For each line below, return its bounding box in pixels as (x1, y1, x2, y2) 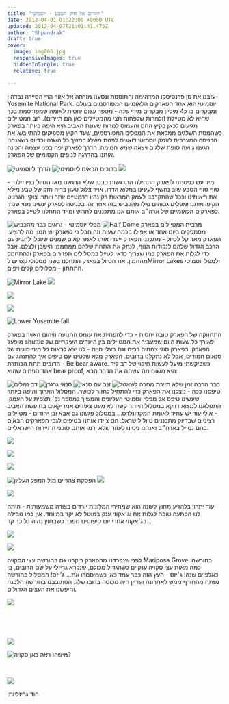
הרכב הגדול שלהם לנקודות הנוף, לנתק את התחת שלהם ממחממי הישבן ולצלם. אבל (7, 242, 220, 250)
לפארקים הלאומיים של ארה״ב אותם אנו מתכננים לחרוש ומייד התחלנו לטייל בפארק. (7, 207, 220, 215)
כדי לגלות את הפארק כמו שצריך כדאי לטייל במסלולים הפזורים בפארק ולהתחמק (7, 249, 210, 257)
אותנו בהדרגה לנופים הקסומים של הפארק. (7, 150, 115, 158)
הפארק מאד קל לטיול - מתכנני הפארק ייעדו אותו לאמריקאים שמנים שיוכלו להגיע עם (7, 234, 221, 243)
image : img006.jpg (13, 49, 66, 55)
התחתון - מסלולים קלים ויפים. (7, 264, 83, 272)
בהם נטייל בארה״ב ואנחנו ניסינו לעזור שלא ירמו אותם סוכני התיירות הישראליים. (7, 423, 209, 431)
